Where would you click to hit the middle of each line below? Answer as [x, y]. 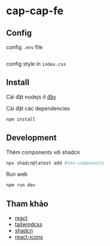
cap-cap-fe [35, 11]
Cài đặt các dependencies [38, 108]
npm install [21, 119]
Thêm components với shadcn [43, 152]
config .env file [25, 47]
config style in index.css [36, 64]
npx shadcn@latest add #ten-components [55, 163]
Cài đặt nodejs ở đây [31, 97]
